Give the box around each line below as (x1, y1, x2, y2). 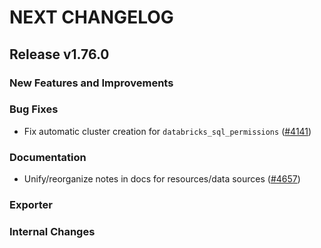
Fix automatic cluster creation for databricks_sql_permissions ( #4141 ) (23, 125, 312, 137)
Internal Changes (9, 224, 96, 238)
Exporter (9, 198, 53, 212)
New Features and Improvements (9, 76, 174, 90)
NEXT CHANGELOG (9, 6, 174, 29)
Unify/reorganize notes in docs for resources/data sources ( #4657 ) (23, 173, 301, 185)
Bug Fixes (9, 102, 59, 116)
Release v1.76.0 (9, 46, 110, 63)
